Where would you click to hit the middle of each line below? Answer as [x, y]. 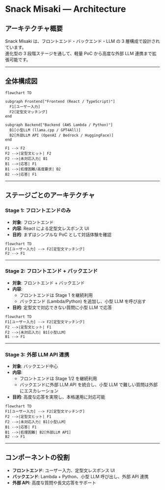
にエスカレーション [39, 391]
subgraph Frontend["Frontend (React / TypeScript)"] [60, 101]
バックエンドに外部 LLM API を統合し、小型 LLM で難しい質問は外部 [89, 385]
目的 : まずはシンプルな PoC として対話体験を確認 [62, 234]
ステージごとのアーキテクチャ [50, 195]
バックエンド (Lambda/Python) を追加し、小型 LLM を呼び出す [83, 301]
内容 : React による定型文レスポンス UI [51, 228]
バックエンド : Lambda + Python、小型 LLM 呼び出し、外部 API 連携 [80, 476]
